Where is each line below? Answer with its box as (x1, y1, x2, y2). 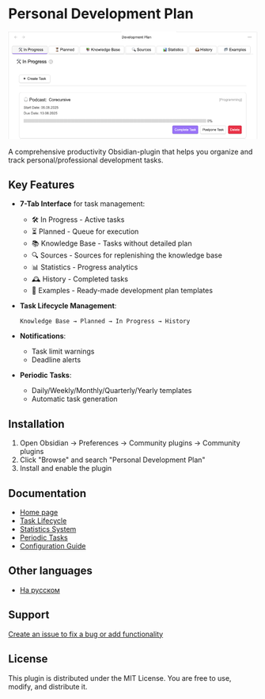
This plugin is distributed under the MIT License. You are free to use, (8, 673, 232, 682)
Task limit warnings (31, 346, 95, 357)
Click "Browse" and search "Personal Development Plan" (19, 455, 206, 464)
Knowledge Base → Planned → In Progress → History (19, 318, 191, 326)
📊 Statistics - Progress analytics (31, 262, 138, 272)
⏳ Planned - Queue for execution (31, 227, 139, 236)
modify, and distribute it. (8, 682, 88, 691)
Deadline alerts (31, 355, 81, 365)
